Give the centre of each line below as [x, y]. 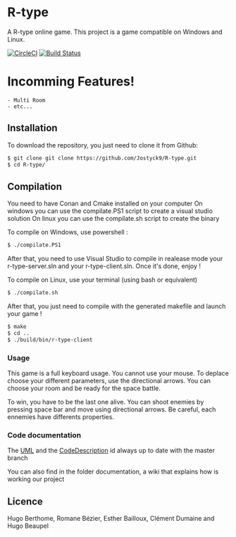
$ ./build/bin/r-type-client [50, 339]
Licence [25, 501]
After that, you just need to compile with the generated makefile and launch [117, 306]
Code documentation [44, 435]
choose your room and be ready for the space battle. [84, 388]
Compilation [35, 187]
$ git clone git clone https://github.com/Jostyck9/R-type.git [102, 158]
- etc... [20, 107]
